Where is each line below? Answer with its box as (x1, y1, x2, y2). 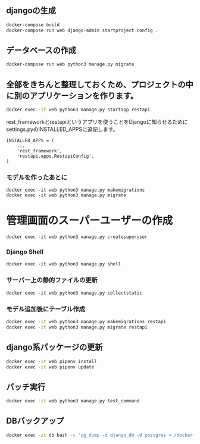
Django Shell (6, 248, 43, 256)
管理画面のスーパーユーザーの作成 (6, 214, 173, 227)
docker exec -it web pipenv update (6, 364, 95, 370)
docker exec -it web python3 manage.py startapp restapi (6, 107, 151, 113)
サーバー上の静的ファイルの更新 (6, 276, 98, 284)
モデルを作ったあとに (6, 173, 67, 182)
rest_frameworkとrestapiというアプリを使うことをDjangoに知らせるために (6, 118, 189, 125)
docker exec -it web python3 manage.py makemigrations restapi (6, 319, 167, 325)
